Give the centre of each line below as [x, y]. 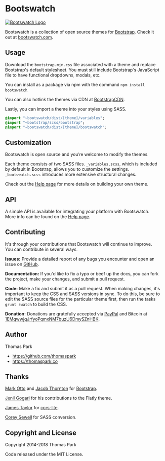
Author [16, 334]
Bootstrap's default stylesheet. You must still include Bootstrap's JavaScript [82, 70]
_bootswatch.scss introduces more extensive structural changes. [71, 174]
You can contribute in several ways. [41, 249]
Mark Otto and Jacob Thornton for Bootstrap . [51, 388]
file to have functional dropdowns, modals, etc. [53, 75]
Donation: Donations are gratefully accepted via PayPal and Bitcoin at [76, 313]
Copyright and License [41, 433]
